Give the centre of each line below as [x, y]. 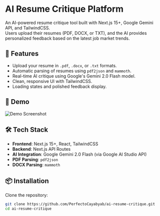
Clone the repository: [27, 195]
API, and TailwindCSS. [28, 27]
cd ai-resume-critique [28, 209]
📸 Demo [17, 102]
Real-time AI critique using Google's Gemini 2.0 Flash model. [74, 76]
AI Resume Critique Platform [64, 9]
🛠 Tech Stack [27, 129]
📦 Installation [27, 181]
